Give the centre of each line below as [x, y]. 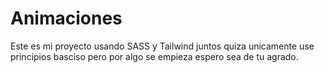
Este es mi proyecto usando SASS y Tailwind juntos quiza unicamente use [162, 46]
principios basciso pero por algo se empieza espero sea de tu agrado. [154, 56]
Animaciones [66, 18]
